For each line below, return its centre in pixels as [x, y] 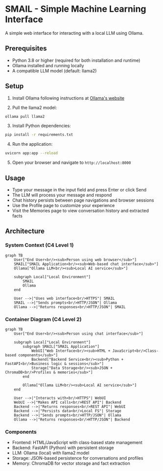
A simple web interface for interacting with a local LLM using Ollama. [74, 33]
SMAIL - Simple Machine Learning [76, 9]
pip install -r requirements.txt [39, 135]
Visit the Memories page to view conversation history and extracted [81, 210]
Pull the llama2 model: [35, 107]
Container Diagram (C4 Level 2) [43, 319]
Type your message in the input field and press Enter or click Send [79, 190]
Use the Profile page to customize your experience [63, 205]
